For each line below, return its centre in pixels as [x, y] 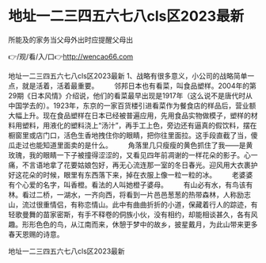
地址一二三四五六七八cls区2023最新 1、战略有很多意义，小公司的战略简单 [128, 75]
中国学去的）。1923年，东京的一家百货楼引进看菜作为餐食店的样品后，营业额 [132, 105]
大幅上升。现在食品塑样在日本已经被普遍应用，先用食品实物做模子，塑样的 [129, 115]
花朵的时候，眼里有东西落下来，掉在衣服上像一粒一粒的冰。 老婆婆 [137, 174]
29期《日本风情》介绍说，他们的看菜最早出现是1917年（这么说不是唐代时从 [131, 95]
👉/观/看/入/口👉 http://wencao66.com [71, 56]
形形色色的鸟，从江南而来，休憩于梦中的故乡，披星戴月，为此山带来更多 [140, 224]
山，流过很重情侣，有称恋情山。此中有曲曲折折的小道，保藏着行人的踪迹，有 [133, 204]
